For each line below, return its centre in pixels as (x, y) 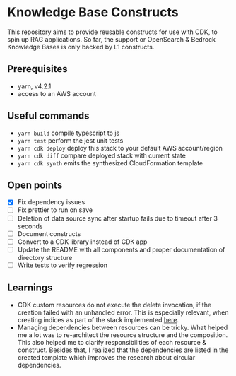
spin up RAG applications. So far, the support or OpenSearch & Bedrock (112, 39)
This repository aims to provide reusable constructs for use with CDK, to (112, 32)
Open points (35, 185)
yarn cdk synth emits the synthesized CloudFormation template (110, 163)
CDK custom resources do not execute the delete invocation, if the (114, 305)
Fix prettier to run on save (55, 210)
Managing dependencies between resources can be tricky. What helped (123, 327)
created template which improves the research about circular (106, 357)
